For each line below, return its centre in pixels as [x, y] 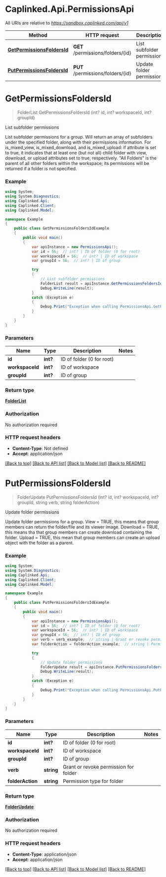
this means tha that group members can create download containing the [79, 532]
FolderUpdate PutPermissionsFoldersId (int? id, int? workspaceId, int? [88, 497]
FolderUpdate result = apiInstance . [78, 667]
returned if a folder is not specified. [41, 168]
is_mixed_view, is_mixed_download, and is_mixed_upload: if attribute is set [81, 147]
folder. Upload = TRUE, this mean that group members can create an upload [83, 537]
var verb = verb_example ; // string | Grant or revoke [90, 639]
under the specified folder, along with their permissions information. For [78, 142]
